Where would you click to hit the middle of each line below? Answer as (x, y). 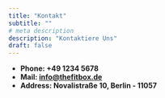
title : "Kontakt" (38, 16)
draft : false (30, 46)
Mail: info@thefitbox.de (61, 77)
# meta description (41, 31)
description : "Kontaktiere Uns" (63, 38)
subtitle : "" (30, 23)
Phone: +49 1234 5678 (59, 68)
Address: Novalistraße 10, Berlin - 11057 (89, 86)
